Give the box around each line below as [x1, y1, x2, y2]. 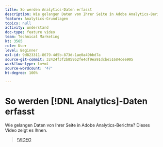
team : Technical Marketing [5, 35, 60, 39]
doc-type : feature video [5, 30, 55, 35]
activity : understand [5, 25, 49, 30]
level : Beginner [5, 48, 38, 53]
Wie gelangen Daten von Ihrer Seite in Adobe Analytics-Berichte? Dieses [5, 122, 150, 128]
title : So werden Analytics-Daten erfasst [5, 7, 92, 12]
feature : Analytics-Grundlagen [5, 16, 68, 21]
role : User [5, 43, 27, 48]
